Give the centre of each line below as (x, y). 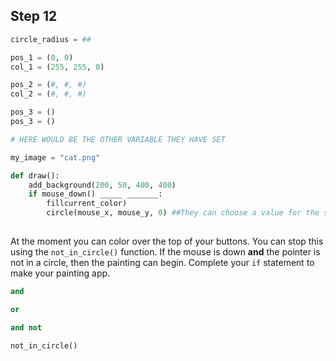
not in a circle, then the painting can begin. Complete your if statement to (162, 262)
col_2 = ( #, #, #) (48, 94)
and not (26, 327)
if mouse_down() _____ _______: (95, 194)
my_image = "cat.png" (55, 157)
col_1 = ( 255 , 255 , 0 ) (57, 67)
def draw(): (35, 175)
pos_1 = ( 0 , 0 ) (42, 57)
